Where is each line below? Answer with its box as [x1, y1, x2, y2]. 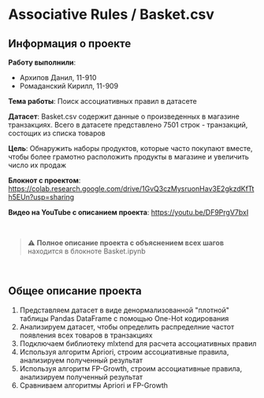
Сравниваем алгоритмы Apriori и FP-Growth [19, 380, 168, 390]
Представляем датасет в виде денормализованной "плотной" [19, 305, 230, 315]
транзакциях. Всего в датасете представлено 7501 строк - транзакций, [8, 120, 248, 129]
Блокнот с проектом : [8, 175, 81, 185]
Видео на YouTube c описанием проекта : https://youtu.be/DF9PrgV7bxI [8, 208, 249, 217]
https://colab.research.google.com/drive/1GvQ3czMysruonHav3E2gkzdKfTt [8, 184, 255, 193]
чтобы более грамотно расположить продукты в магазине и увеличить [8, 152, 250, 161]
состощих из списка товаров [8, 128, 106, 138]
